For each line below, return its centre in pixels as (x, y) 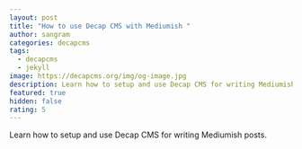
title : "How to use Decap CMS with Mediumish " (100, 26)
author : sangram (40, 34)
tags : (19, 51)
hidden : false (36, 101)
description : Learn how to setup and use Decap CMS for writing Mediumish (152, 84)
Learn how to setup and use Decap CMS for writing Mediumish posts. (138, 135)
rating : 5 (28, 110)
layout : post (34, 18)
